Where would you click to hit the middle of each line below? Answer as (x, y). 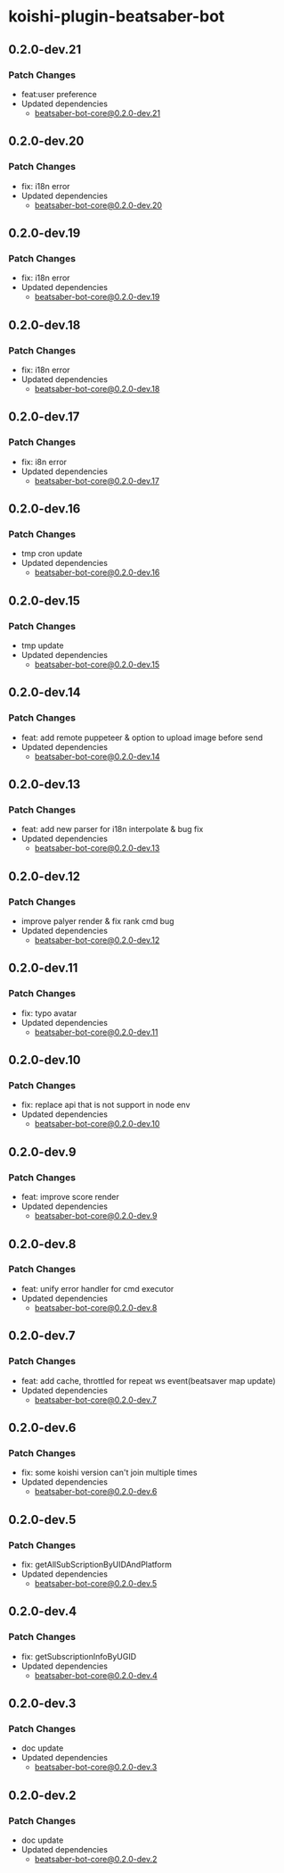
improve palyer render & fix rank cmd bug (97, 921)
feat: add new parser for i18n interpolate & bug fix (112, 829)
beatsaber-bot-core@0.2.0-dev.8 (96, 1307)
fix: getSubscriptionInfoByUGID (79, 1656)
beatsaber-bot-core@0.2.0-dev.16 (97, 572)
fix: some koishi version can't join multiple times (109, 1473)
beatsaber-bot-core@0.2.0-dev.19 (97, 297)
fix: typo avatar (49, 1013)
